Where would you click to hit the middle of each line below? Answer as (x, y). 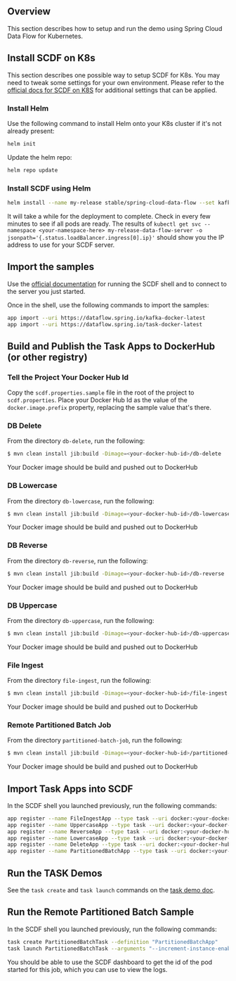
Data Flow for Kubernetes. (45, 36)
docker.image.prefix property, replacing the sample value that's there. (110, 408)
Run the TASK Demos (55, 873)
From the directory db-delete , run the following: (76, 441)
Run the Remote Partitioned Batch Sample (101, 912)
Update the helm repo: (40, 157)
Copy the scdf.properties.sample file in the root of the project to (101, 392)
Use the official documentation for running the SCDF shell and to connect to (117, 283)
